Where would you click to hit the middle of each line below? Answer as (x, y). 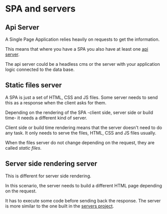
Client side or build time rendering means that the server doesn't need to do (83, 127)
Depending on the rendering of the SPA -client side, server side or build (79, 112)
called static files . (23, 148)
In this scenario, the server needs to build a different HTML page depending (83, 185)
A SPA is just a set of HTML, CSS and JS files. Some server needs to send (81, 97)
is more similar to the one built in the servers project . (60, 206)
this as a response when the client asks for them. (56, 102)
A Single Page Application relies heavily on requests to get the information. (82, 39)
